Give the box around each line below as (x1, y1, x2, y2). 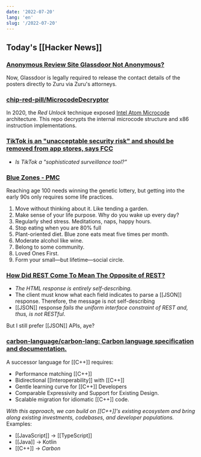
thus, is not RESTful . (14, 311, 66, 318)
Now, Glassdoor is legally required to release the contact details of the (6, 74, 181, 81)
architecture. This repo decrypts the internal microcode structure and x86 (6, 116, 190, 123)
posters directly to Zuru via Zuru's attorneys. (6, 81, 117, 88)
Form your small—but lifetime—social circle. (14, 256, 125, 263)
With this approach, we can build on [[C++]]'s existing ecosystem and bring (6, 407, 196, 414)
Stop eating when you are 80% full (14, 224, 101, 231)
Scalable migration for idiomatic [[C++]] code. (14, 396, 129, 403)
